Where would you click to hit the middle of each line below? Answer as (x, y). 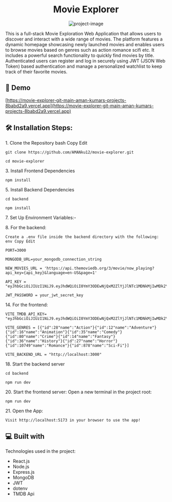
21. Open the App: (24, 411)
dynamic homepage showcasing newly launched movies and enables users (85, 44)
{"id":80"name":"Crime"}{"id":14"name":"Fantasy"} (60, 336)
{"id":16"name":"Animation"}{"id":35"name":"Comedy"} (64, 332)
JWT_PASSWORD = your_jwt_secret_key (44, 295)
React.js (21, 461)
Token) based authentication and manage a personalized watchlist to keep (84, 66)
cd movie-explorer (25, 161)
